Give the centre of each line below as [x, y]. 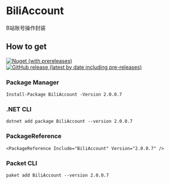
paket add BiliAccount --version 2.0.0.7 [58, 175]
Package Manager [33, 82]
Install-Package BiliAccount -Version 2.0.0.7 [64, 95]
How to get [26, 47]
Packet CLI [22, 163]
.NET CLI [19, 109]
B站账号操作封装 [26, 28]
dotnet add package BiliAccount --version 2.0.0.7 [69, 122]
